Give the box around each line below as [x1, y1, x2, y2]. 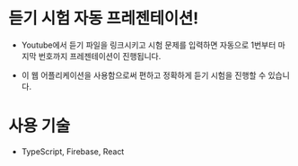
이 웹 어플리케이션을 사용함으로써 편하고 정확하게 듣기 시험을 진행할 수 [21, 69, 267, 81]
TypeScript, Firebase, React [21, 145, 125, 157]
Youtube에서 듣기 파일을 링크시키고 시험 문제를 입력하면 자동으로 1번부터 [21, 39, 276, 50]
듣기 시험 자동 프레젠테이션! [8, 8, 199, 29]
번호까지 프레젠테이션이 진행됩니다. [38, 50, 162, 61]
